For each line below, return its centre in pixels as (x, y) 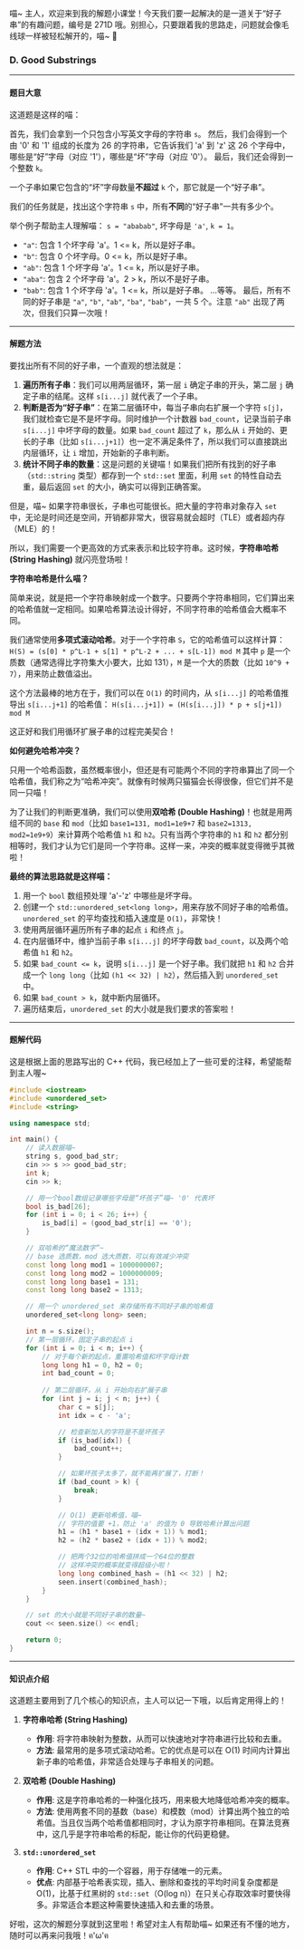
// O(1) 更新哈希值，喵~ (100, 1515)
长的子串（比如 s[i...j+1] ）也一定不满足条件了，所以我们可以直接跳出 (155, 441)
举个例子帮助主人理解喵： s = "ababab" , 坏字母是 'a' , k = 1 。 (124, 226)
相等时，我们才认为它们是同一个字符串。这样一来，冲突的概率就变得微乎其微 (152, 845)
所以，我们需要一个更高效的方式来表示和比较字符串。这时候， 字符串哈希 (144, 547)
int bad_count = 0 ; (79, 1374)
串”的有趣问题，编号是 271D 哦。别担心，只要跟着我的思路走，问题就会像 (146, 24)
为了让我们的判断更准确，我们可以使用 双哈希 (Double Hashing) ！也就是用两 (151, 811)
